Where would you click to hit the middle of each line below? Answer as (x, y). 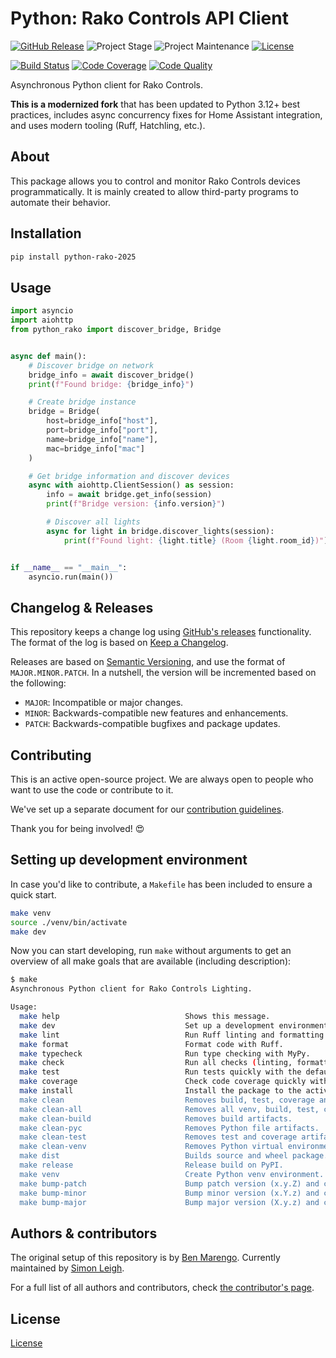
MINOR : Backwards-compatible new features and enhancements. (156, 713)
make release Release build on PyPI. (151, 1165)
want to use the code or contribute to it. (92, 790)
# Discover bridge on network (91, 365)
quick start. (33, 894)
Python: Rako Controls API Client (149, 18)
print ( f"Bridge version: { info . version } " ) (136, 504)
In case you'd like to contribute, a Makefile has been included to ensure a (161, 884)
